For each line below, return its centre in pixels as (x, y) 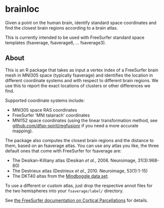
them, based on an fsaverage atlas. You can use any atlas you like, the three (82, 146)
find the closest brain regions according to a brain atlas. (62, 28)
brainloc (22, 9)
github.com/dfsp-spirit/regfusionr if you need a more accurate (75, 125)
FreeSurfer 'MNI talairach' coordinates (51, 115)
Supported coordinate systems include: (45, 100)
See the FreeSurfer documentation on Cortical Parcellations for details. (77, 200)
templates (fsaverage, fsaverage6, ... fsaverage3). (56, 42)
